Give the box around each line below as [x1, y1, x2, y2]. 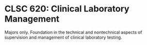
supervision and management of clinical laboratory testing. [4, 34, 122, 40]
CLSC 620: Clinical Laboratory [4, 3, 130, 14]
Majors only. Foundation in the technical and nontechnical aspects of [4, 29, 143, 35]
